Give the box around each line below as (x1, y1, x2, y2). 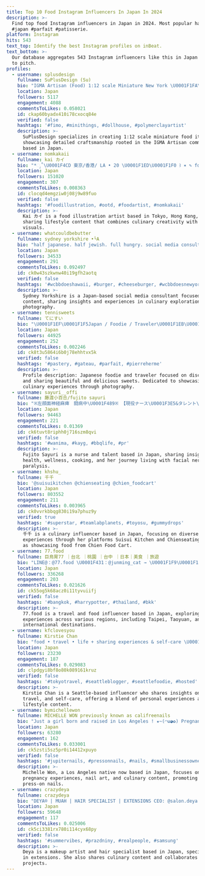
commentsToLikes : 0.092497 (17, 264, 86, 270)
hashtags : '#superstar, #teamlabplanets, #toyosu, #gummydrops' (17, 519, 184, 526)
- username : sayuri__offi (12, 389, 78, 396)
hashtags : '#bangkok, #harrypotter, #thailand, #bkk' (17, 599, 157, 605)
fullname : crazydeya (17, 792, 70, 798)
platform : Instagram (6, 32, 59, 38)
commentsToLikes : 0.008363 (17, 185, 86, 191)
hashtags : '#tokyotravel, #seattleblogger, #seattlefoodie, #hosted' (17, 679, 198, 685)
